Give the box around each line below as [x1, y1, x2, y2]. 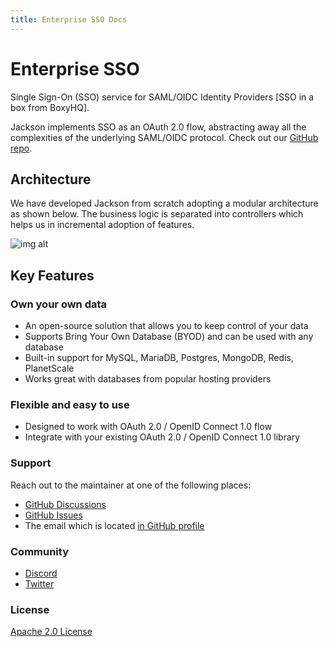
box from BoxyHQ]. [10, 101, 90, 113]
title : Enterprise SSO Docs [10, 14, 128, 25]
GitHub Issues [24, 509, 83, 521]
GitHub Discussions [24, 498, 107, 510]
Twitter [24, 577, 55, 590]
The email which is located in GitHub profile [24, 519, 205, 531]
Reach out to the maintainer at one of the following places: [10, 479, 252, 491]
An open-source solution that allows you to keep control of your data [24, 320, 309, 332]
